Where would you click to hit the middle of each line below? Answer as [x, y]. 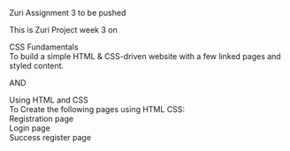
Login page [30, 128]
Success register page [50, 137]
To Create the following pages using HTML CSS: [97, 109]
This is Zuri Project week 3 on [63, 30]
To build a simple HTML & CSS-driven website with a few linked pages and [145, 56]
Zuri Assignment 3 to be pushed [68, 13]
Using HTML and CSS [49, 100]
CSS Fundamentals [44, 47]
